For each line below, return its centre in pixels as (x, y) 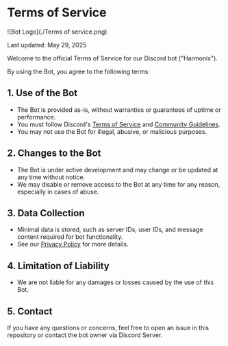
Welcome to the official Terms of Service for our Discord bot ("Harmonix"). (112, 58)
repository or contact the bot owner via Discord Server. (85, 335)
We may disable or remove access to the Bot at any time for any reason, (118, 184)
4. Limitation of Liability (58, 266)
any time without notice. (51, 177)
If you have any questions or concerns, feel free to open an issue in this (108, 328)
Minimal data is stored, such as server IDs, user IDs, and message (110, 230)
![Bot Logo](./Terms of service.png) (57, 32)
